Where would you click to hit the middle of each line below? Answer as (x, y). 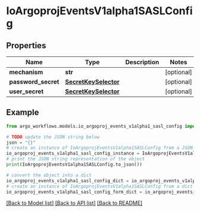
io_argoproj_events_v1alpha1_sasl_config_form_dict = (74, 192)
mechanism (26, 72)
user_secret (26, 91)
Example (23, 113)
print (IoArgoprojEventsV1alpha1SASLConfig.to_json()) (74, 164)
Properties (26, 45)
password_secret (34, 82)
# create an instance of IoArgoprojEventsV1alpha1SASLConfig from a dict (100, 186)
